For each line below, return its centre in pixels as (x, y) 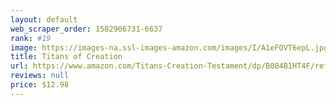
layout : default (44, 19)
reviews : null (40, 76)
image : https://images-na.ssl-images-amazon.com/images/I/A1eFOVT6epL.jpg (169, 47)
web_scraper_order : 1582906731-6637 (86, 29)
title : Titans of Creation (66, 57)
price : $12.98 (40, 85)
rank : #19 (31, 38)
